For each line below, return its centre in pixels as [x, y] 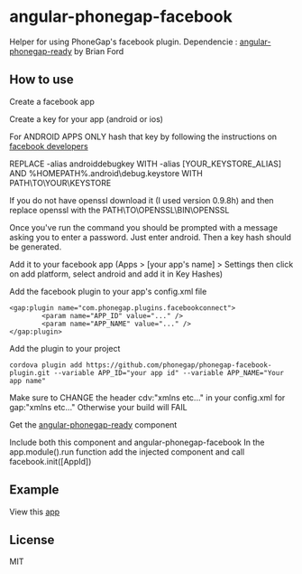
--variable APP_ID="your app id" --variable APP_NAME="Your [169, 372]
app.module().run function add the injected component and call [127, 452]
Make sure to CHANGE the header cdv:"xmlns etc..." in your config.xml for [147, 397]
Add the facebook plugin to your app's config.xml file [108, 291]
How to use [41, 80]
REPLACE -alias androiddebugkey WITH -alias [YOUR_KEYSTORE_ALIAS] [146, 164]
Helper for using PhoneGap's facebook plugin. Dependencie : [124, 42]
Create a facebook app [52, 101]
